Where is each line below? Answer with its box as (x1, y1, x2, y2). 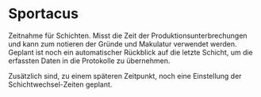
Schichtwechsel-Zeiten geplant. (8, 80, 113, 89)
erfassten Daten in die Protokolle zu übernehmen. (8, 56, 171, 65)
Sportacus (8, 5, 79, 23)
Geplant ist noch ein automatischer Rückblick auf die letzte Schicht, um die (8, 47, 254, 57)
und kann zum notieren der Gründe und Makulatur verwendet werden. (8, 39, 237, 48)
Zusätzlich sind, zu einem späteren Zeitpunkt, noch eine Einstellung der (8, 71, 242, 80)
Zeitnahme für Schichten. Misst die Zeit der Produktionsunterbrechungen (8, 31, 248, 40)
